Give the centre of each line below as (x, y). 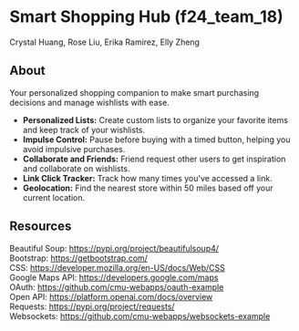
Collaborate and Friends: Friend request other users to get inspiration (154, 159)
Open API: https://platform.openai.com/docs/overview (111, 296)
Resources (41, 227)
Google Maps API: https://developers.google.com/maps (114, 277)
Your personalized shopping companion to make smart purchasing (134, 92)
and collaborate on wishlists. (76, 168)
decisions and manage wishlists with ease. (90, 102)
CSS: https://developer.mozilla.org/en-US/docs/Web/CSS (117, 267)
